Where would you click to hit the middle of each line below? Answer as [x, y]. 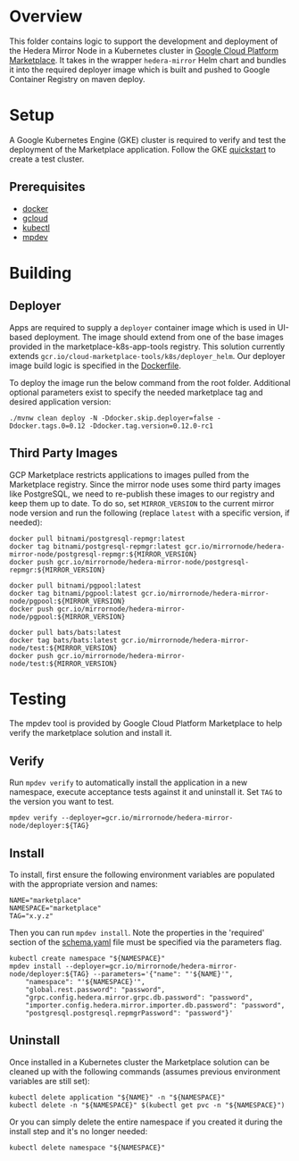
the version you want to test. [62, 802]
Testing [38, 699]
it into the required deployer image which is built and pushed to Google [140, 70]
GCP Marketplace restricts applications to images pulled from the [129, 474]
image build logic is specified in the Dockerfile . [95, 365]
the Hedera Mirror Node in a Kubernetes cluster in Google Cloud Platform [144, 50]
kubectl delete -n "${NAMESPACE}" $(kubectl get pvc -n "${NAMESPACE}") [147, 1105]
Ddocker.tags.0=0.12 [48, 426]
